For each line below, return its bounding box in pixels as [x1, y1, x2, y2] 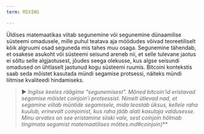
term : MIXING [6, 9, 40, 15]
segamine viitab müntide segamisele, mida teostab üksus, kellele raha [21, 101, 198, 108]
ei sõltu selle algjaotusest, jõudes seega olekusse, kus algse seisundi [6, 57, 180, 64]
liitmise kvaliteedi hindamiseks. [6, 76, 84, 83]
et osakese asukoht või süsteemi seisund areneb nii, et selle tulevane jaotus [6, 50, 196, 58]
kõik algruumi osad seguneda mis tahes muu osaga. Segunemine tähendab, [6, 44, 197, 51]
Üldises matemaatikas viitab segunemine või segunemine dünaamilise [6, 31, 181, 38]
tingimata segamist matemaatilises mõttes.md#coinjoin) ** [21, 120, 169, 128]
